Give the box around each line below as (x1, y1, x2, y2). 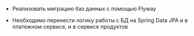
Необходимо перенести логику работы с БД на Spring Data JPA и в (12, 17, 188, 23)
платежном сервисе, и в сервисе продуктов (12, 23, 128, 30)
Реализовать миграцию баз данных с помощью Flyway (12, 5, 157, 12)
